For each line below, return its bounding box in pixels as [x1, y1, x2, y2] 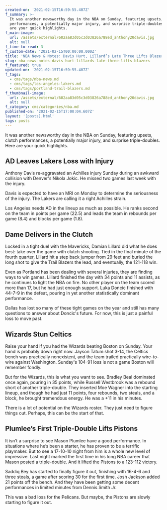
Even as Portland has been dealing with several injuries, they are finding [5, 269, 153, 275]
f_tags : [5, 72, 21, 77]
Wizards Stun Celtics [5, 330, 72, 338]
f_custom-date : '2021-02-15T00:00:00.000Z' [5, 49, 97, 54]
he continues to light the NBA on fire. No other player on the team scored [5, 280, 155, 286]
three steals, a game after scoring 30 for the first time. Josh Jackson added [5, 474, 160, 480]
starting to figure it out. [5, 499, 52, 505]
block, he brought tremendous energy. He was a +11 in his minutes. [5, 395, 143, 401]
